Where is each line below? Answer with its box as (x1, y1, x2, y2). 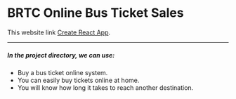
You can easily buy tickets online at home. (17, 76, 140, 84)
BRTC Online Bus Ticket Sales (7, 5, 184, 21)
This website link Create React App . (7, 28, 111, 37)
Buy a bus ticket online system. (17, 68, 108, 77)
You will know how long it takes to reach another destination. (17, 83, 194, 92)
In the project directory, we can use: (7, 51, 115, 59)
